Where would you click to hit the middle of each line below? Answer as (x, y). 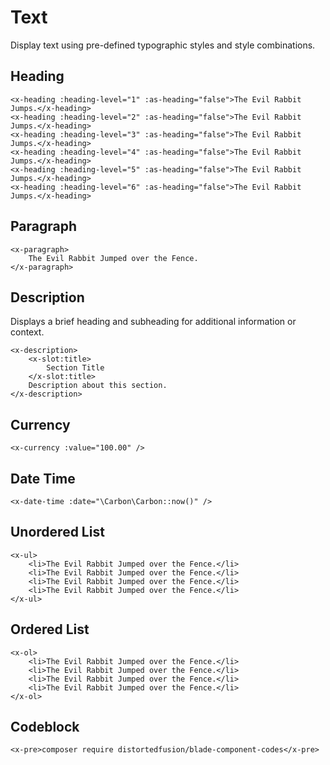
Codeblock (45, 727)
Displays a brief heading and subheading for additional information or (153, 322)
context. (27, 332)
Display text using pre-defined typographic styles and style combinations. (163, 45)
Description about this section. (98, 386)
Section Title (75, 368)
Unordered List (57, 532)
